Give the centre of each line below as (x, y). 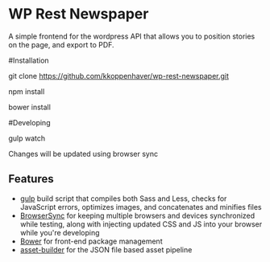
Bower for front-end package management (91, 241)
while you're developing (60, 232)
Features (31, 179)
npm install (27, 91)
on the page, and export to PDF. (61, 44)
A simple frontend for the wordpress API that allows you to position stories (132, 36)
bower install (29, 107)
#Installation (29, 60)
